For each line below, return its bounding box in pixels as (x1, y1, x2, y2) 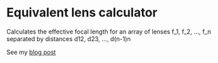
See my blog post (6, 48, 56, 56)
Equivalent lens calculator (6, 5, 158, 21)
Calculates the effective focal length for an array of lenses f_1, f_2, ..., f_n (6, 27, 212, 36)
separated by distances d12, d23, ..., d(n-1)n (6, 34, 131, 42)
